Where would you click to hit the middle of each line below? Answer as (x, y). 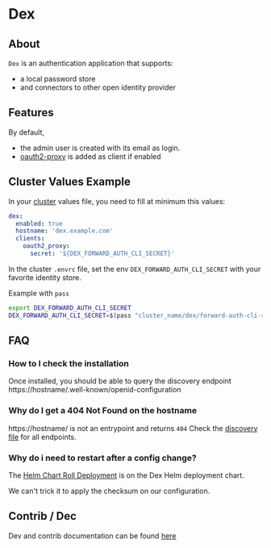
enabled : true (39, 224)
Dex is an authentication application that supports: (91, 63)
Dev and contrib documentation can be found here (92, 535)
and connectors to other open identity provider (98, 87)
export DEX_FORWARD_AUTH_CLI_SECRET (70, 307)
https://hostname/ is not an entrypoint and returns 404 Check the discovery (133, 428)
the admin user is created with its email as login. (100, 148)
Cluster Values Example (69, 182)
